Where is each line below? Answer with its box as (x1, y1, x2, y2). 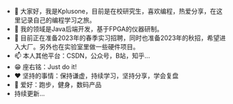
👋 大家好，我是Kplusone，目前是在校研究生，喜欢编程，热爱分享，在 (14, 7, 217, 15)
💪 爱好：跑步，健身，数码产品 (14, 80, 102, 88)
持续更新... (14, 89, 45, 98)
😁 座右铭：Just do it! (14, 63, 77, 71)
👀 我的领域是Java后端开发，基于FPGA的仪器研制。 (14, 25, 164, 33)
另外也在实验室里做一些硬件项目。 (38, 43, 140, 51)
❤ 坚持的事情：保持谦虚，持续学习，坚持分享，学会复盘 (14, 71, 180, 80)
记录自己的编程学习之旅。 (20, 16, 96, 24)
